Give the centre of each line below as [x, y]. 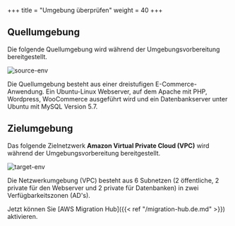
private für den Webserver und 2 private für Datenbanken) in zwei [103, 188]
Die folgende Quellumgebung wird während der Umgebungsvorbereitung [114, 49]
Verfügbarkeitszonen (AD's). [49, 195]
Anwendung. [26, 92]
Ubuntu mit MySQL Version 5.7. [53, 106]
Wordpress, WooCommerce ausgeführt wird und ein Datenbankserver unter [117, 99]
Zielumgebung [40, 128]
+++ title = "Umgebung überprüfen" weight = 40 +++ [85, 10]
